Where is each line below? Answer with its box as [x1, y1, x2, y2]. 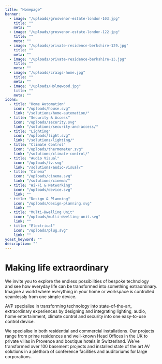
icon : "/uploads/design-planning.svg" [14, 201, 92, 206]
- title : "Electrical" [9, 223, 55, 228]
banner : [5, 12, 21, 16]
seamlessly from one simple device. [5, 294, 77, 300]
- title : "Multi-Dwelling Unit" [9, 210, 75, 215]
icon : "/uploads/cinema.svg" [14, 174, 73, 179]
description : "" [5, 241, 38, 246]
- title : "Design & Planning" [9, 196, 70, 201]
